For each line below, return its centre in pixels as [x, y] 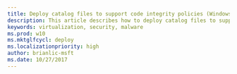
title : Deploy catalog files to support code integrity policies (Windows [120, 14]
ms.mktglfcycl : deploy [41, 40]
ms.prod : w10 [26, 33]
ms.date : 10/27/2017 [38, 60]
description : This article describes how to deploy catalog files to [112, 20]
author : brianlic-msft [41, 54]
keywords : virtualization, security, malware [75, 27]
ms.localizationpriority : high [53, 47]
